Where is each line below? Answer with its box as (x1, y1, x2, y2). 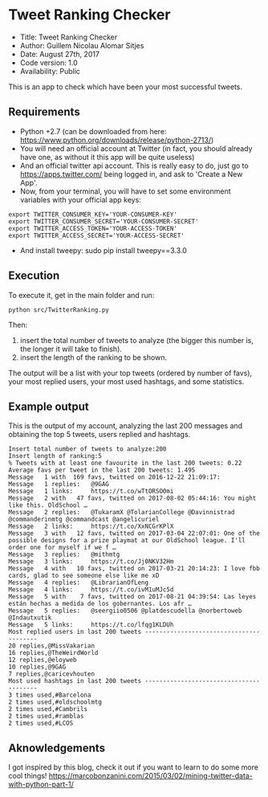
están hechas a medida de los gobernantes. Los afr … (8, 600, 193, 608)
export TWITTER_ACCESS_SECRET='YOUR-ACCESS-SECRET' (8, 231, 185, 239)
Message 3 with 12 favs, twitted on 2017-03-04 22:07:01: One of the (8, 529, 261, 537)
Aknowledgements (8, 741, 106, 754)
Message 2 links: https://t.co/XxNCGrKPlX (8, 522, 174, 531)
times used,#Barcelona (15, 691, 91, 700)
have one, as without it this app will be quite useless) (19, 152, 195, 161)
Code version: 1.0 (19, 58, 78, 67)
